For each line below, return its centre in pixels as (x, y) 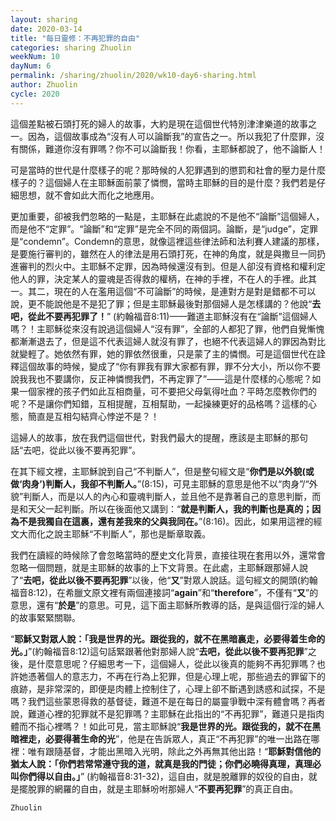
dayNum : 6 (31, 66)
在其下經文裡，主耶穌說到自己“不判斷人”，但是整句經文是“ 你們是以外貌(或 (162, 471)
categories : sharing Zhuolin (71, 47)
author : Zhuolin (44, 85)
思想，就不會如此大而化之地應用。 (89, 195)
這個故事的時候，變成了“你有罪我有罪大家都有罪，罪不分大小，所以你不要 (170, 366)
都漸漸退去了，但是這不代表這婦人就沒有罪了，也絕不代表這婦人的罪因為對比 (168, 341)
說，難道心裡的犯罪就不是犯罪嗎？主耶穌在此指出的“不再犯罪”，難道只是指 (163, 713)
